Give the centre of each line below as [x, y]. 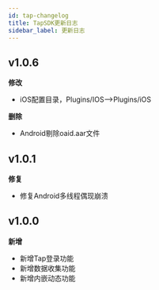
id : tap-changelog [38, 15]
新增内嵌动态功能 [47, 278]
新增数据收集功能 [47, 268]
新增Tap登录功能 [47, 258]
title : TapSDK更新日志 [43, 23]
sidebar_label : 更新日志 [47, 30]
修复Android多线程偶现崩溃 [64, 196]
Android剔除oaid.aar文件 [60, 133]
